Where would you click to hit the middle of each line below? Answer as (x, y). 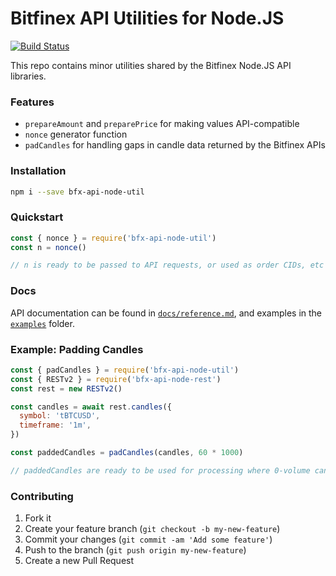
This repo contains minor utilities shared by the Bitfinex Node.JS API (151, 65)
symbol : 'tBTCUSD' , (60, 416)
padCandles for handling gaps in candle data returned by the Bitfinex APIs (175, 145)
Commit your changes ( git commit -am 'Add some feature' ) (148, 539)
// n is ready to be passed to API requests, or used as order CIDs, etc (167, 265)
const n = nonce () (48, 247)
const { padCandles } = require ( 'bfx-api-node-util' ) (125, 370)
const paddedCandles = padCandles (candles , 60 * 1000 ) (127, 453)
